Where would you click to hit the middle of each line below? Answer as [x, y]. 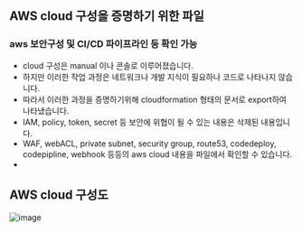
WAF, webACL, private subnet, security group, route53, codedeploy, [149, 144]
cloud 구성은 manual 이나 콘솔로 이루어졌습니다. [108, 65]
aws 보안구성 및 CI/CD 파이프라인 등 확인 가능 [104, 44]
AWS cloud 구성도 [59, 195]
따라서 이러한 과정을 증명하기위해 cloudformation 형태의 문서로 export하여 [155, 99]
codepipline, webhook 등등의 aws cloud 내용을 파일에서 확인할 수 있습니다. [157, 154]
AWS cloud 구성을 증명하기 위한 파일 [107, 16]
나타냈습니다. [46, 110]
